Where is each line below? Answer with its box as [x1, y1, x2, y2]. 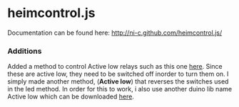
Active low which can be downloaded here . [7, 92, 134, 101]
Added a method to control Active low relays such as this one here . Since [7, 62, 223, 71]
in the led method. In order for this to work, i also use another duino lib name [7, 85, 233, 94]
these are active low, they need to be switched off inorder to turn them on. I [7, 69, 229, 79]
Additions [7, 46, 42, 56]
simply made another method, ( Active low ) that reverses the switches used [7, 77, 229, 86]
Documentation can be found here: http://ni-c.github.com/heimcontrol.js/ [7, 28, 223, 37]
